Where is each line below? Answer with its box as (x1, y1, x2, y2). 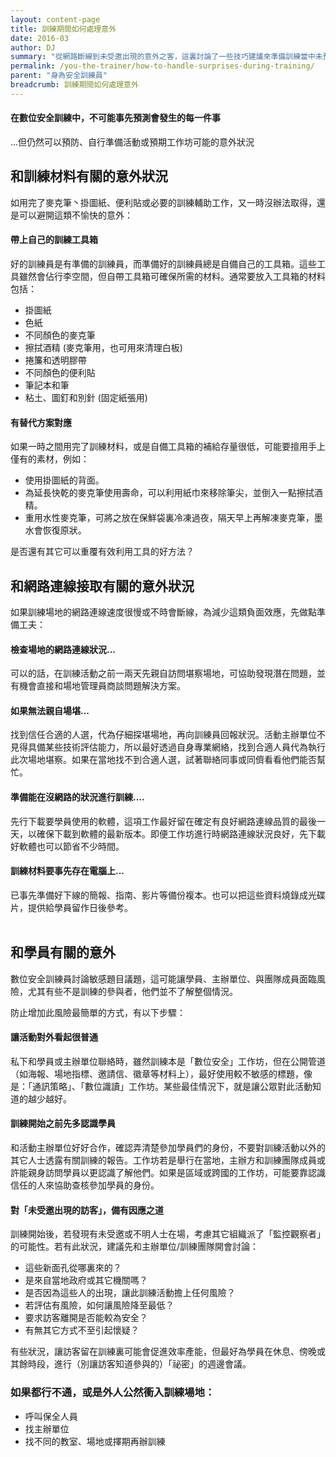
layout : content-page (10, 14, 101, 25)
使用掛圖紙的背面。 (24, 474, 105, 486)
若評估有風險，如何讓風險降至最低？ (24, 1299, 175, 1311)
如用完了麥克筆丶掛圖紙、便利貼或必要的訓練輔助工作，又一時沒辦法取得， (10, 196, 317, 208)
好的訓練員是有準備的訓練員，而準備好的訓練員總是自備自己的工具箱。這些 (10, 257, 317, 270)
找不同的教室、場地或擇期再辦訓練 (24, 1435, 166, 1447)
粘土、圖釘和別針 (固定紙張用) (24, 391, 148, 403)
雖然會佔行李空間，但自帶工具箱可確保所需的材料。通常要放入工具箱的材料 (18, 270, 326, 282)
